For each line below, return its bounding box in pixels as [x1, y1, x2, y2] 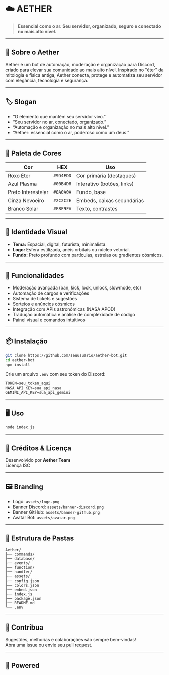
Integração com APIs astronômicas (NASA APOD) [12, 306, 116, 312]
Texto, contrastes [76, 205, 118, 212]
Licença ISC [5, 462, 30, 468]
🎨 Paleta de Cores [5, 149, 62, 157]
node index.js [5, 425, 35, 430]
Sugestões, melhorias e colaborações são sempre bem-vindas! [5, 637, 136, 643]
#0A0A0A [53, 189, 72, 195]
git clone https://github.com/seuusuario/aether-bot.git [5, 353, 127, 358]
